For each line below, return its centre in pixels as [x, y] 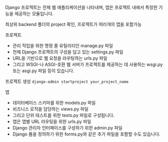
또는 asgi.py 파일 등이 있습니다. [43, 71]
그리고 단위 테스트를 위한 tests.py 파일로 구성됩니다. [63, 115]
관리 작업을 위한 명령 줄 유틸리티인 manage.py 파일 [63, 46]
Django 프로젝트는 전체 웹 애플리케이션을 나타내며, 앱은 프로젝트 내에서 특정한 [81, 7]
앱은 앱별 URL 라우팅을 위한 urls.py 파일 [52, 121]
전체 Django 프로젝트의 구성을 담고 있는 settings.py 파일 [68, 52]
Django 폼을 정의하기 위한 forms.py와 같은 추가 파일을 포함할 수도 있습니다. [86, 134]
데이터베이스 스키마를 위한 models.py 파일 [54, 103]
